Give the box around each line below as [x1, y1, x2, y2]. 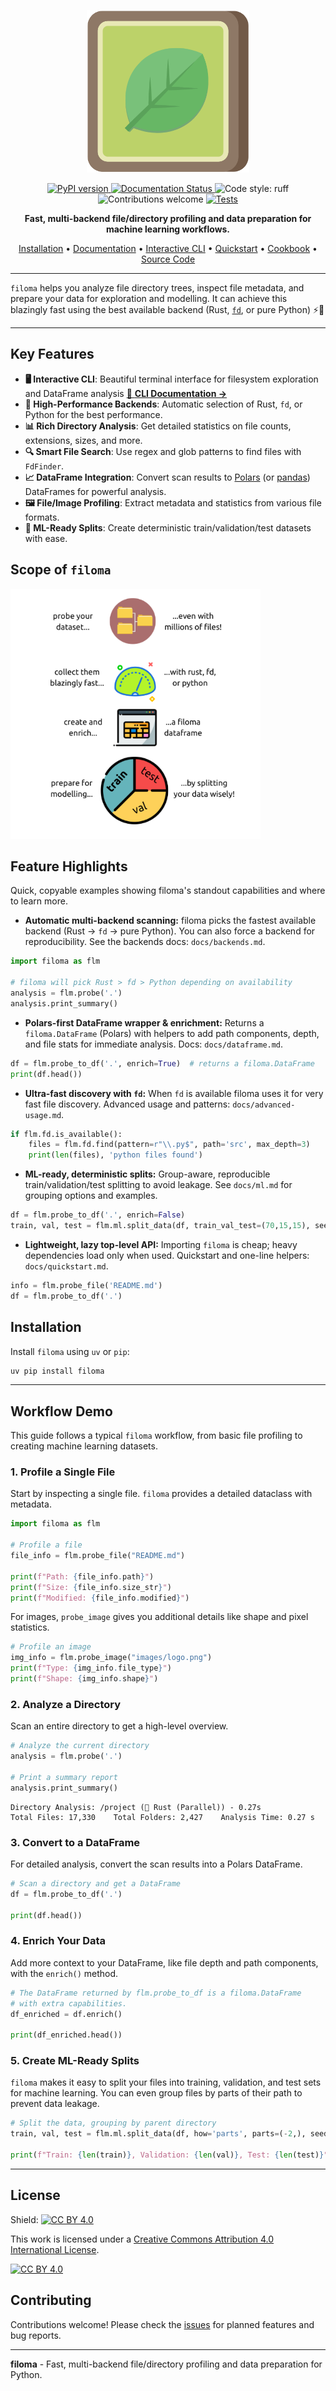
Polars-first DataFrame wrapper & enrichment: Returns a [24, 1016, 265, 1029]
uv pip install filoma [10, 1366, 105, 1376]
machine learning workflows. [105, 223, 231, 235]
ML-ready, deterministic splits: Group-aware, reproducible [24, 1168, 271, 1180]
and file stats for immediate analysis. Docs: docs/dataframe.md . [24, 1038, 284, 1050]
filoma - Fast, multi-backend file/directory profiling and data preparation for [10, 2358, 323, 2370]
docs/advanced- [232, 1100, 296, 1110]
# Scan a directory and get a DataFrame [10, 1878, 182, 1889]
